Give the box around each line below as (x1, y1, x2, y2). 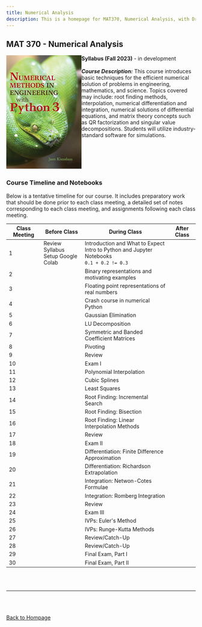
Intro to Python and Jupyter (85, 246, 153, 254)
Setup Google (43, 252, 78, 260)
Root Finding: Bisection (85, 408, 142, 415)
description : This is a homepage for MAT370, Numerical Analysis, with (6, 16, 189, 22)
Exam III (85, 509, 105, 516)
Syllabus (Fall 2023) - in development (81, 55, 176, 63)
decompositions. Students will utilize (81, 125, 173, 132)
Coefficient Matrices (85, 334, 135, 342)
